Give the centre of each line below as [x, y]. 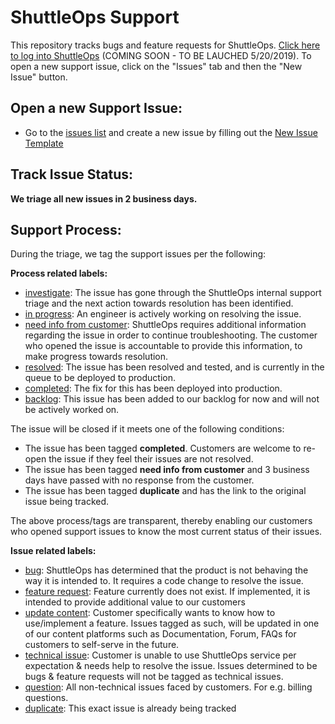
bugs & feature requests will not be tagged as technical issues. [154, 677]
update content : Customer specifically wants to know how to [150, 613]
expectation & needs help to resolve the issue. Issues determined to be [171, 666]
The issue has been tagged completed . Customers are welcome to [163, 448]
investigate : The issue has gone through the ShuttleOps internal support [173, 293]
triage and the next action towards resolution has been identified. [159, 303]
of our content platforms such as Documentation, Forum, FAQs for [160, 634]
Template [44, 143]
